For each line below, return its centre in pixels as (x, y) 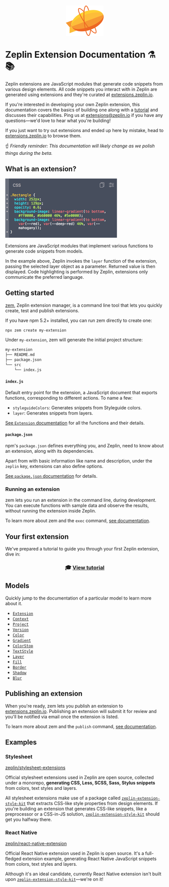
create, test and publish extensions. (42, 310)
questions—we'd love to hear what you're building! (58, 120)
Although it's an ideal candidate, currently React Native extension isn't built (83, 874)
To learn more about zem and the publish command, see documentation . (81, 726)
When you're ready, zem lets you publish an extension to (64, 706)
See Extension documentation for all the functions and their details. (75, 423)
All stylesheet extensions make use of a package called (63, 798)
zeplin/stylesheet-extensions (35, 768)
